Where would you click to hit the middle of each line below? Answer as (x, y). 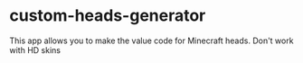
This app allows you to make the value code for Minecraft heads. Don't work (151, 40)
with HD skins (35, 49)
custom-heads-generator (108, 16)
